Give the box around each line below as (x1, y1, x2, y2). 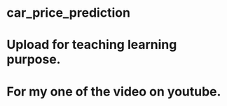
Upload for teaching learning (6, 37, 177, 53)
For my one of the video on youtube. (6, 84, 221, 99)
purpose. (6, 52, 61, 68)
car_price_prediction (6, 5, 131, 21)
